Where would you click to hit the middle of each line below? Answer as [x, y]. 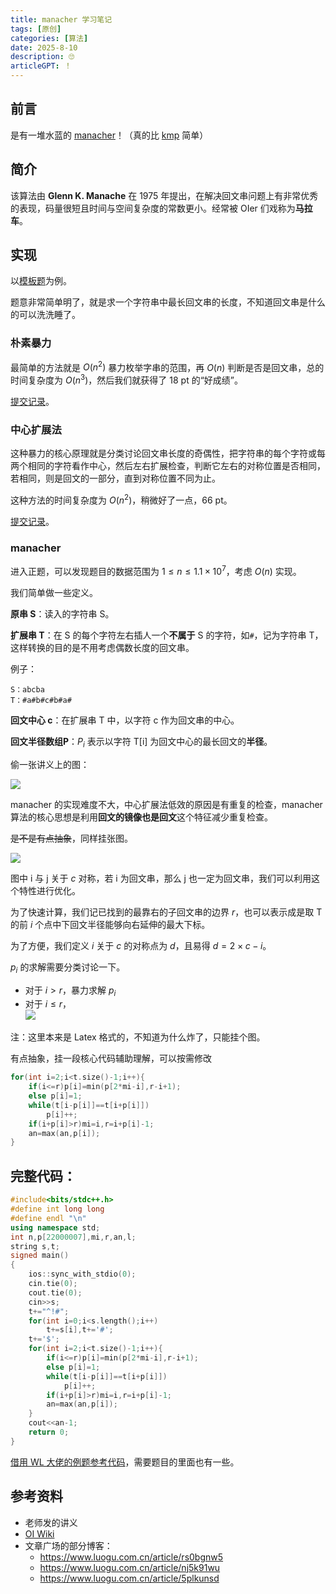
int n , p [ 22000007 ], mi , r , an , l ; [73, 1237]
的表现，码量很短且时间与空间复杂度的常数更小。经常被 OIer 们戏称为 [153, 208]
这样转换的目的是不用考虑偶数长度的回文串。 [102, 647]
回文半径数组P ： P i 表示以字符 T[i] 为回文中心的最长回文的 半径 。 [141, 742]
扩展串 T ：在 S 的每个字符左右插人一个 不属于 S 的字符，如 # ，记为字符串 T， [167, 635]
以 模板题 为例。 [41, 281]
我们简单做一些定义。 [54, 592]
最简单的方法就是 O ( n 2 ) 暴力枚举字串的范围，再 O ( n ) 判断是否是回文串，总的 [167, 366]
